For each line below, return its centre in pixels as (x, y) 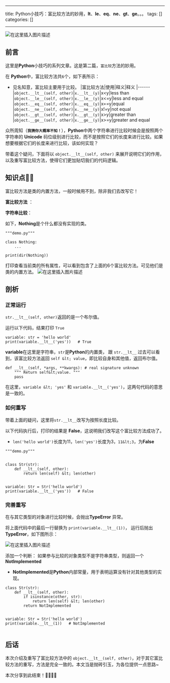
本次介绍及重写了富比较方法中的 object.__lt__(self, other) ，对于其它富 (82, 658)
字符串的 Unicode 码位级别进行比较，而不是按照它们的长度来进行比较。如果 (84, 137)
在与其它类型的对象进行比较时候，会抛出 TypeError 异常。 (65, 517)
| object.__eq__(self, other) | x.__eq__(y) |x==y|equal (69, 103)
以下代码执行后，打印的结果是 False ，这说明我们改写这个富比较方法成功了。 (85, 431)
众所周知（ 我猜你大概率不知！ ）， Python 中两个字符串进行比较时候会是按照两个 (84, 130)
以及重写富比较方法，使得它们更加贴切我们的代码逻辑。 (63, 160)
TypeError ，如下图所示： (32, 534)
